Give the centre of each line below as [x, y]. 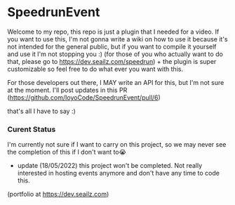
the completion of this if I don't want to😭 [67, 152]
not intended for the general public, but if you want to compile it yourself [112, 46]
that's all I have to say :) [41, 111]
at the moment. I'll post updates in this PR [67, 90]
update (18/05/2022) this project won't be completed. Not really [110, 166]
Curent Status [32, 129]
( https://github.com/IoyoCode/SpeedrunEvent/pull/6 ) [84, 97]
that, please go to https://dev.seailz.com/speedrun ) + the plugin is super [112, 61]
